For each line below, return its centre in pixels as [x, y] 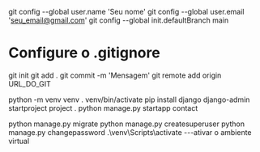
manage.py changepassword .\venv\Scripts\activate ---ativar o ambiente [130, 132]
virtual [19, 141]
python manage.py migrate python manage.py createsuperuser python [127, 124]
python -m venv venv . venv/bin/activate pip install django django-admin [129, 99]
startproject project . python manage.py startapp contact [103, 108]
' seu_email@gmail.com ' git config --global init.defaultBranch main [119, 20]
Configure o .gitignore [84, 53]
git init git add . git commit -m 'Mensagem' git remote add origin [115, 75]
